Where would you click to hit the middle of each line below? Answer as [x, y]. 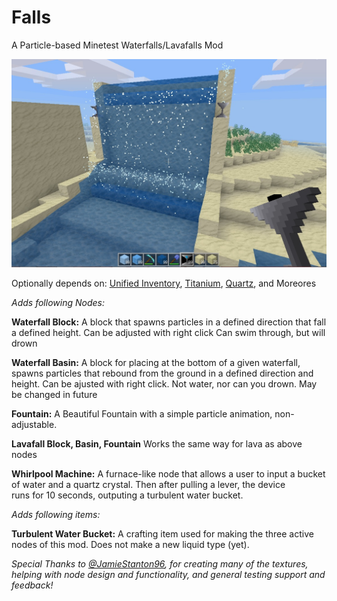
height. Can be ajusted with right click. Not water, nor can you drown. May [164, 384]
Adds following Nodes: [58, 303]
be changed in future [54, 395]
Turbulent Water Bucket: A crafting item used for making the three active [162, 534]
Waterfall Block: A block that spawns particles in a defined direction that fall [169, 322]
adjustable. [34, 425]
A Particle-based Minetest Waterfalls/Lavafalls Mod [117, 45]
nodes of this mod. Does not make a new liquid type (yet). [130, 545]
